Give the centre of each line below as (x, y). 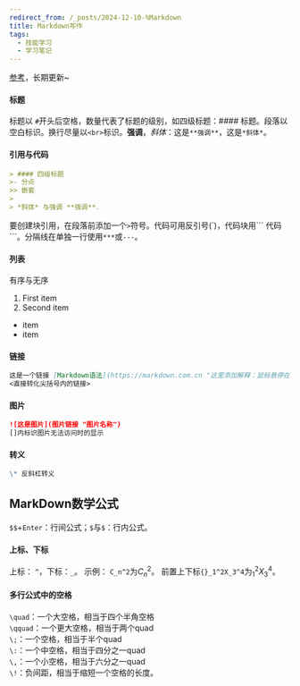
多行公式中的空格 (41, 595)
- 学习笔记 (35, 51)
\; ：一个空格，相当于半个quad (66, 639)
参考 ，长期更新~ (39, 78)
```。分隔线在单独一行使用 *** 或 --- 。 (76, 236)
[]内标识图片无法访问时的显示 (57, 433)
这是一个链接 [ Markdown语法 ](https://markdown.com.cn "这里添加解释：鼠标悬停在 (150, 376)
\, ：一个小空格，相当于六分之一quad (77, 661)
